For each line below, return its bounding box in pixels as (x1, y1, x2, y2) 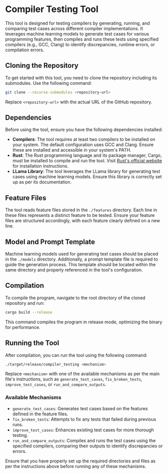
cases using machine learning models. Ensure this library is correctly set (12, 174, 162, 180)
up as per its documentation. (12, 179, 71, 185)
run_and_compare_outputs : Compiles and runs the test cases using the (12, 437, 156, 443)
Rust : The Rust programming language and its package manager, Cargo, (12, 152, 162, 159)
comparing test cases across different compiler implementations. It (5, 25, 143, 31)
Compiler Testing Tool (5, 4, 98, 15)
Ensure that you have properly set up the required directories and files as (5, 458, 156, 464)
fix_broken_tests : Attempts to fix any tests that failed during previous (12, 416, 156, 422)
